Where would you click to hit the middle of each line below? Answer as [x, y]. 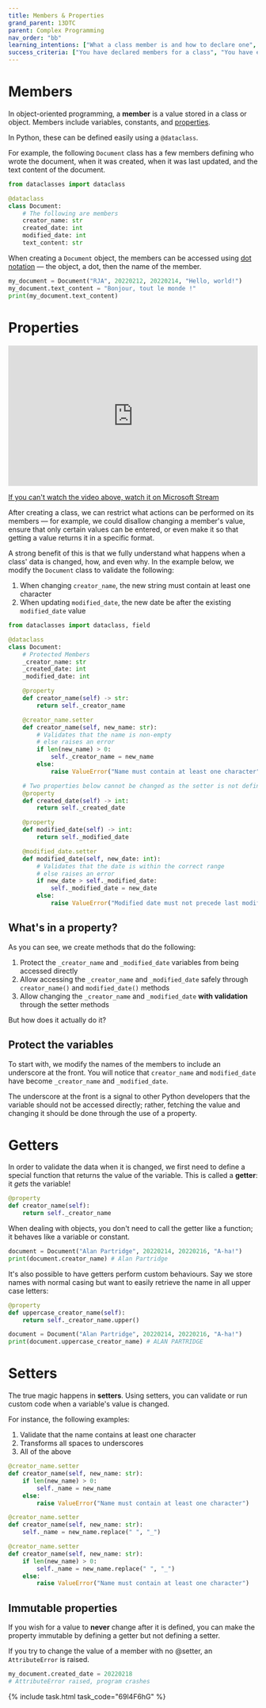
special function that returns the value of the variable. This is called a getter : [133, 1175]
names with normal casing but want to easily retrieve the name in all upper [129, 1282]
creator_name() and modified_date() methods [95, 987]
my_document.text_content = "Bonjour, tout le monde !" [102, 288]
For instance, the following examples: [69, 1419]
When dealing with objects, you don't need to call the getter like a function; [131, 1229]
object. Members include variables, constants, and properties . [110, 122]
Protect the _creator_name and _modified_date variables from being [129, 962]
